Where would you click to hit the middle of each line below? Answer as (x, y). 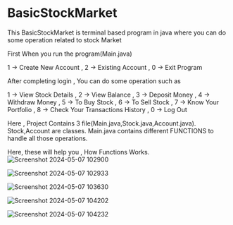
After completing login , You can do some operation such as (94, 81)
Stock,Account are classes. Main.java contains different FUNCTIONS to (111, 130)
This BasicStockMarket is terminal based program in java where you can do (117, 32)
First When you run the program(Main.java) (70, 54)
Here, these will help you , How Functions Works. (78, 152)
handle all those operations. (48, 138)
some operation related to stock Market (64, 39)
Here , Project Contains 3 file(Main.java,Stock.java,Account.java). (102, 123)
